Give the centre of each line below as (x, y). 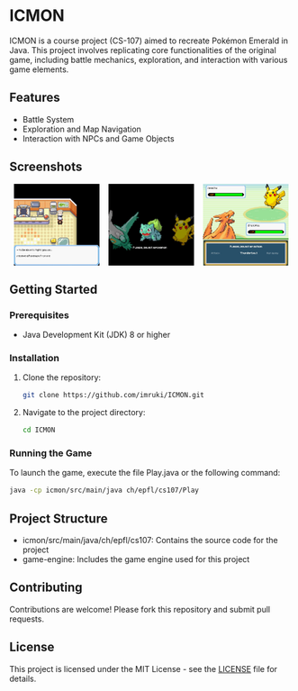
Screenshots (46, 167)
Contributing (46, 588)
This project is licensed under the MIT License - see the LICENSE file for (143, 668)
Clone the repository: (62, 377)
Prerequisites (39, 314)
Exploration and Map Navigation (82, 129)
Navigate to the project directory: (84, 413)
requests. (27, 619)
